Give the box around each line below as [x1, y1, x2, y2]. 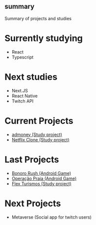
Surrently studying [4, 33, 83, 44]
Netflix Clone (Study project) [11, 137, 70, 142]
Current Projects [4, 115, 73, 126]
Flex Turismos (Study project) [11, 180, 72, 187]
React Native [11, 93, 38, 99]
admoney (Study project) [11, 131, 62, 138]
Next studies [4, 71, 57, 83]
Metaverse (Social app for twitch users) [11, 214, 92, 220]
